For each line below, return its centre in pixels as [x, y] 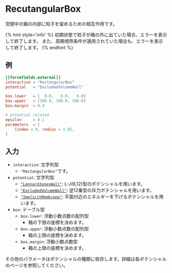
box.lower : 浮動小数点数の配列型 [55, 216]
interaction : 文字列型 [36, 165]
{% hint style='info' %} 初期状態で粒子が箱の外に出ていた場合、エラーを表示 [86, 34]
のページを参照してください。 [37, 265]
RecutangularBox [43, 9]
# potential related [27, 115]
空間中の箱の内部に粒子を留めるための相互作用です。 [61, 24]
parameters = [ [23, 124]
